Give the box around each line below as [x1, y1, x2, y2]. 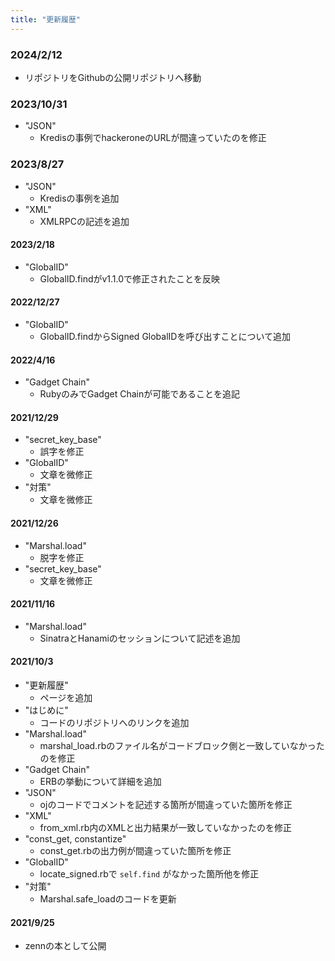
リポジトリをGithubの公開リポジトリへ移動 [24, 71, 202, 83]
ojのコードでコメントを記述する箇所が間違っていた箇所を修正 [39, 798, 293, 810]
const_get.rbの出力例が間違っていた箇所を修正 [39, 844, 232, 856]
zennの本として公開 [24, 940, 107, 952]
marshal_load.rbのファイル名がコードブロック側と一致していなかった [39, 739, 325, 751]
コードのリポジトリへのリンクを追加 [39, 716, 190, 728]
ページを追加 [39, 691, 93, 703]
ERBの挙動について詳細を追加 [39, 775, 162, 787]
